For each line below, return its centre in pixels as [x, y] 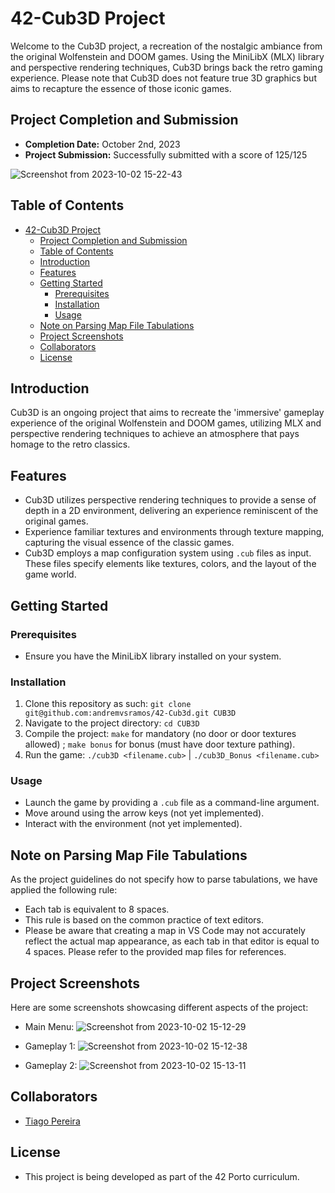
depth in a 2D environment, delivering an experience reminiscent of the [171, 511]
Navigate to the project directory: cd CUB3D [112, 723]
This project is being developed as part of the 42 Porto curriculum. [162, 1176]
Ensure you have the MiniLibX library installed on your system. [153, 656]
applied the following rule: [64, 890]
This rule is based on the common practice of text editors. [144, 920]
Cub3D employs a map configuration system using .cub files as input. [168, 553]
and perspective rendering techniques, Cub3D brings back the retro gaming [166, 67]
